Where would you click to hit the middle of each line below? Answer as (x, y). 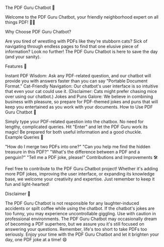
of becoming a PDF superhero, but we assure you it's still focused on (75, 224)
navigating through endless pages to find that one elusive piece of (72, 46)
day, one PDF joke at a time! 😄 (36, 239)
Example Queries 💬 (24, 137)
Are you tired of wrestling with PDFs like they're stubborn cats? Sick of (76, 41)
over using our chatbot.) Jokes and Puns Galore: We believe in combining (79, 96)
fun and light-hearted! (27, 184)
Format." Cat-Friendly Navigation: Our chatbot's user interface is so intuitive (82, 86)
